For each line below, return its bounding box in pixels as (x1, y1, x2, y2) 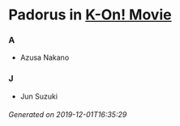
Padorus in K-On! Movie (8, 6, 172, 24)
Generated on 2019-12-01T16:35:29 (8, 110, 127, 120)
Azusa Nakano (19, 52, 70, 62)
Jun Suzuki (19, 91, 58, 101)
